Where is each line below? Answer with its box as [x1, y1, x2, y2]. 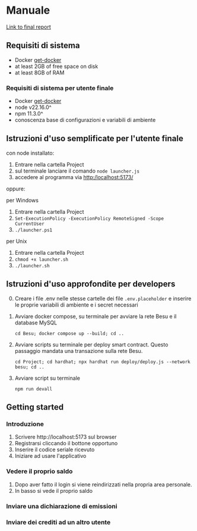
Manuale [6, 4, 50, 17]
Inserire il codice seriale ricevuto [14, 446, 95, 453]
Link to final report [6, 23, 52, 30]
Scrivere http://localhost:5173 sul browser [14, 433, 117, 441]
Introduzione [6, 420, 45, 428]
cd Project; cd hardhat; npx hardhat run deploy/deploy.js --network [14, 358, 191, 365]
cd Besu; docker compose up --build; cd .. [14, 330, 125, 336]
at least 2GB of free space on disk [14, 63, 99, 70]
